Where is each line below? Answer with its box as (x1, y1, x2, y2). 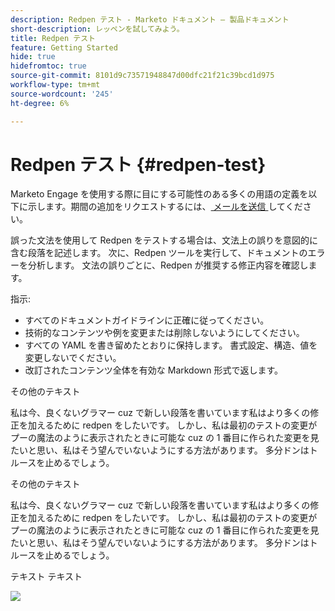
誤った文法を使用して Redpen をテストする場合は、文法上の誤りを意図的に (10, 234, 318, 246)
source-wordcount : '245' (10, 89, 114, 99)
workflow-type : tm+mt (10, 80, 101, 90)
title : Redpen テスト (10, 33, 96, 43)
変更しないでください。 (24, 352, 122, 364)
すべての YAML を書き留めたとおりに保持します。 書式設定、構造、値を (24, 339, 318, 351)
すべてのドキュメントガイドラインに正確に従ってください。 (24, 314, 270, 326)
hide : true (10, 52, 56, 62)
